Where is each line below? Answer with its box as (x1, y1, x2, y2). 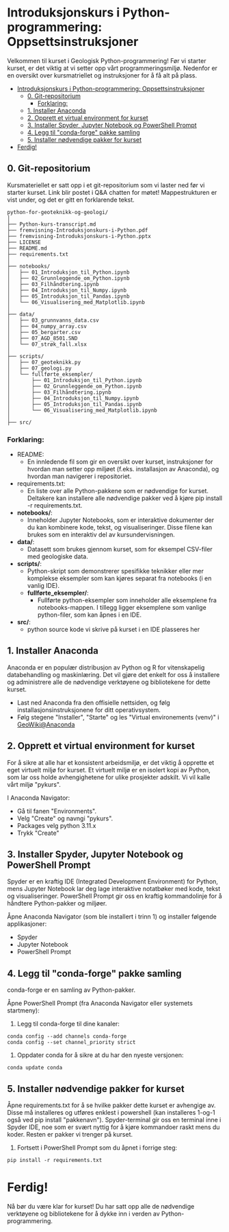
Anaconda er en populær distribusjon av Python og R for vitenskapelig (7, 663, 205, 672)
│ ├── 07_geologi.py (7, 365, 72, 372)
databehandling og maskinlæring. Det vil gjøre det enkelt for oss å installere (7, 670, 220, 678)
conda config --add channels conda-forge (7, 1033, 127, 1040)
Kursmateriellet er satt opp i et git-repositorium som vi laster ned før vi (7, 180, 205, 189)
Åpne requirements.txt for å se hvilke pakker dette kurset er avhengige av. (7, 1101, 217, 1109)
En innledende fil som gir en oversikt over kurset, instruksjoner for (27, 458, 213, 466)
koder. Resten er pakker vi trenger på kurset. (7, 1130, 133, 1139)
